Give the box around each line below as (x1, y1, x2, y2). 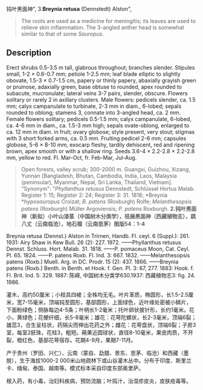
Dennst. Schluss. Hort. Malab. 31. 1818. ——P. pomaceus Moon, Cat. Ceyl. (6, 245, 190, 253)
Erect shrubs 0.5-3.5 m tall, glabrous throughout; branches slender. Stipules (6, 64, 195, 71)
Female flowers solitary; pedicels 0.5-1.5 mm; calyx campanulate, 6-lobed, (6, 115, 192, 122)
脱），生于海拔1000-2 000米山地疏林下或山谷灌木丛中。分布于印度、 (6, 357, 176, 364)
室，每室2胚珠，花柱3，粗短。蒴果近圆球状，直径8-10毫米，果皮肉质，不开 (6, 329, 193, 336)
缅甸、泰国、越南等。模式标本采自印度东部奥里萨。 (16, 364, 144, 371)
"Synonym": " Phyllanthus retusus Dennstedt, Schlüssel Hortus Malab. (21, 185, 195, 192)
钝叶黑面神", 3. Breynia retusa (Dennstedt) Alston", (6, 5, 132, 12)
